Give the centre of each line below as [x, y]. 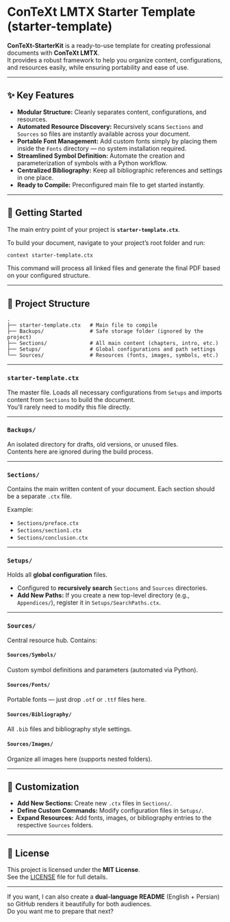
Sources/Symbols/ [32, 655]
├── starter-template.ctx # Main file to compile [82, 326]
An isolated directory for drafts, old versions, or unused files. [93, 444]
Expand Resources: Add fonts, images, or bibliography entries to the [114, 818]
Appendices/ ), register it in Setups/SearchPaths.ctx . [89, 603]
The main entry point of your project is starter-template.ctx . [93, 229]
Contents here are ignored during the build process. [80, 451]
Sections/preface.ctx [48, 523]
